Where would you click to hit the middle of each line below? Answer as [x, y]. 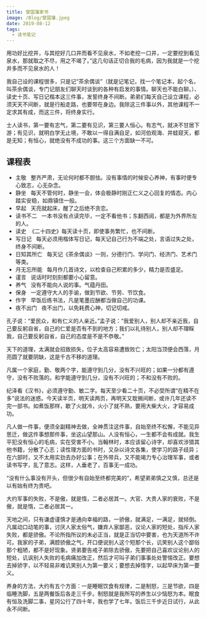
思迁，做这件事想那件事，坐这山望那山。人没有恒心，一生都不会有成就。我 [100, 434]
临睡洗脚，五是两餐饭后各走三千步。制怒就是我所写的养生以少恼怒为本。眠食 [103, 593]
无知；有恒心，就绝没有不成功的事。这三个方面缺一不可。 [84, 140]
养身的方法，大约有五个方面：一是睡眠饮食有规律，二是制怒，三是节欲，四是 [103, 586]
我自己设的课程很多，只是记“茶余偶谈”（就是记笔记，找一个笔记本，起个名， [103, 82]
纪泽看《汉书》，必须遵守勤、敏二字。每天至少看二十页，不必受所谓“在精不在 [103, 391]
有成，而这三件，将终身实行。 [60, 112]
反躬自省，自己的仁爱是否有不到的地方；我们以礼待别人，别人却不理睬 [105, 328]
